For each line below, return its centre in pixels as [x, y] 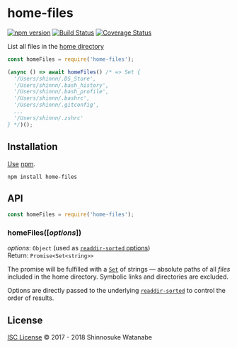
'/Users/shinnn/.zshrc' [48, 118]
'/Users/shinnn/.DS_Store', [55, 79]
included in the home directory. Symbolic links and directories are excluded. [118, 277]
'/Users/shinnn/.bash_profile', [62, 92]
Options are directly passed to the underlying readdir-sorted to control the [117, 291]
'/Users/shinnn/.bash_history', [62, 85]
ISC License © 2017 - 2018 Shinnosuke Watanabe [80, 337]
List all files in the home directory [56, 46]
